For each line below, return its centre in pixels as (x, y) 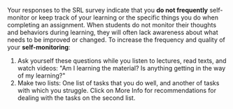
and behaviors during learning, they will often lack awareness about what (113, 32)
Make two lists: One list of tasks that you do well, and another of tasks (118, 83)
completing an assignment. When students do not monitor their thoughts (112, 25)
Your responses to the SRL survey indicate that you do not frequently (108, 10)
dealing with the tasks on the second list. (76, 98)
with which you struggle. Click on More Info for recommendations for (117, 90)
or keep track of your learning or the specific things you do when (125, 17)
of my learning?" (41, 75)
